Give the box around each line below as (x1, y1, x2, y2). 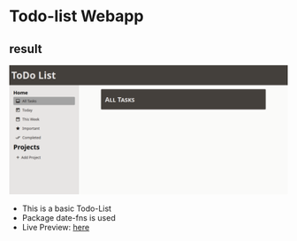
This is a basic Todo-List (21, 203, 112, 214)
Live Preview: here (21, 222, 90, 233)
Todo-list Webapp (9, 6, 144, 26)
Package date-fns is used (21, 213, 117, 223)
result (9, 41, 42, 56)
